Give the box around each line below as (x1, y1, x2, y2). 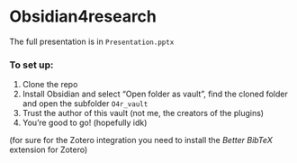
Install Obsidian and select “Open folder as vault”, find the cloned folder (22, 88, 288, 100)
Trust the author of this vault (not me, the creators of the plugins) (22, 108, 264, 119)
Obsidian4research (9, 6, 157, 27)
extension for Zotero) (9, 144, 88, 155)
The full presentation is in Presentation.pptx (9, 36, 175, 47)
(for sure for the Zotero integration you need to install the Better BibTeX (9, 135, 273, 146)
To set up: (9, 59, 54, 71)
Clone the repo (22, 79, 78, 90)
